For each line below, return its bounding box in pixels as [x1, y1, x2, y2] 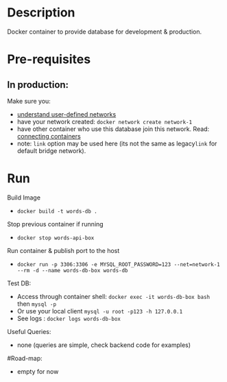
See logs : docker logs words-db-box [16, 314, 121, 322]
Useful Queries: [7, 327, 51, 335]
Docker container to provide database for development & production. [7, 27, 202, 36]
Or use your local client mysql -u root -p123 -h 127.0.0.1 [16, 307, 183, 315]
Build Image [7, 193, 41, 202]
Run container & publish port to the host [7, 246, 120, 254]
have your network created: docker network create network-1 [16, 117, 193, 126]
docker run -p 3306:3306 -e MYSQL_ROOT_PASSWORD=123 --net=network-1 [16, 261, 221, 268]
